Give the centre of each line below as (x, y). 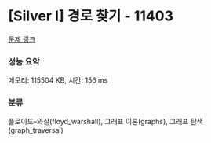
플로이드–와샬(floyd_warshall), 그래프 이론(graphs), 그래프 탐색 (106, 121)
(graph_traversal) (36, 130)
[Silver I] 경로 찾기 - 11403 (91, 16)
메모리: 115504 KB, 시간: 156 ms (58, 80)
